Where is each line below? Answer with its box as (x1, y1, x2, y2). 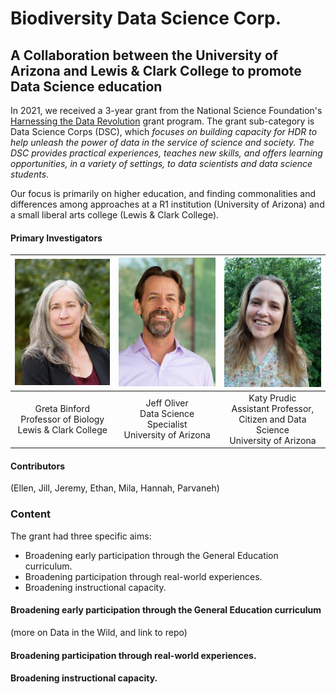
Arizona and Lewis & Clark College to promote (10, 62, 302, 79)
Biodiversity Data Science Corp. (10, 7, 282, 30)
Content (10, 507, 52, 521)
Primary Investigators (10, 232, 103, 244)
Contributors (10, 460, 66, 472)
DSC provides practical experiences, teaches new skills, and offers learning (10, 147, 323, 159)
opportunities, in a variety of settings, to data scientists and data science (10, 158, 313, 169)
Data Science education (10, 78, 163, 95)
